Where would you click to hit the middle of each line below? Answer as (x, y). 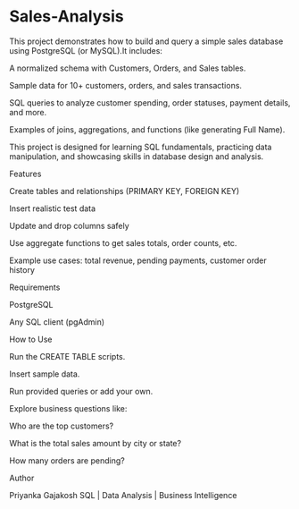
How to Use (31, 339)
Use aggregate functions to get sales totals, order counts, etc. (123, 242)
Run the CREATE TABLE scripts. (67, 356)
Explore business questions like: (68, 408)
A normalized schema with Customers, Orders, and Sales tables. (128, 68)
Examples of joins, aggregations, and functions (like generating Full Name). (147, 129)
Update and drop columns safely (69, 225)
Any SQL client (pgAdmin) (57, 322)
